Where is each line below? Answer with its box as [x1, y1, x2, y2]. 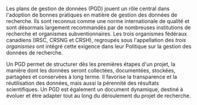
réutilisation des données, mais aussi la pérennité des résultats [6, 79, 159, 87]
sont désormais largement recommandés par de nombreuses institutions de [6, 24, 191, 31]
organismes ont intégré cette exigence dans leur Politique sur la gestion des [6, 43, 192, 50]
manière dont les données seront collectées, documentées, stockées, [6, 67, 176, 74]
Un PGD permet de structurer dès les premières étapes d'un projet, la [6, 61, 176, 68]
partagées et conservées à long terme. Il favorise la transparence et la [6, 74, 177, 80]
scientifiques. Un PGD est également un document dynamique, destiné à [6, 86, 183, 93]
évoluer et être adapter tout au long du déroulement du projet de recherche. [6, 92, 191, 99]
